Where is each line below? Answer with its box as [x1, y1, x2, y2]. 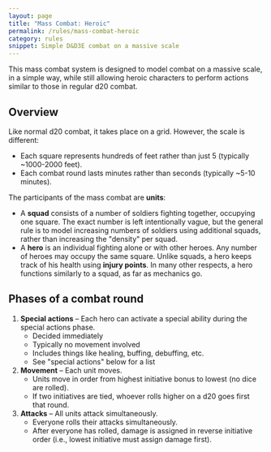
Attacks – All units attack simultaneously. [19, 408, 158, 418]
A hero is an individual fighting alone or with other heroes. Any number [19, 243, 257, 252]
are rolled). [32, 382, 69, 392]
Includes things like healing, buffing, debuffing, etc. [32, 348, 204, 358]
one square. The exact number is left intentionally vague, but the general [19, 217, 264, 226]
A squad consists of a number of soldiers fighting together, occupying [19, 208, 256, 217]
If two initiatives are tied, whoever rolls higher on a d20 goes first [32, 391, 250, 401]
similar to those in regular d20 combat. [8, 82, 138, 92]
